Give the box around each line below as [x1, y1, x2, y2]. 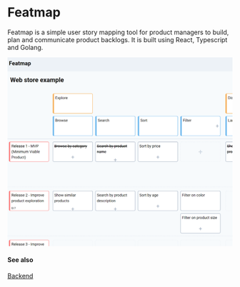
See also [7, 256, 34, 264]
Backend [7, 271, 34, 280]
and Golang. [7, 43, 44, 51]
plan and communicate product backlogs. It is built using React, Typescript [7, 35, 228, 44]
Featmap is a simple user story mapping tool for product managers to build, [7, 28, 229, 36]
